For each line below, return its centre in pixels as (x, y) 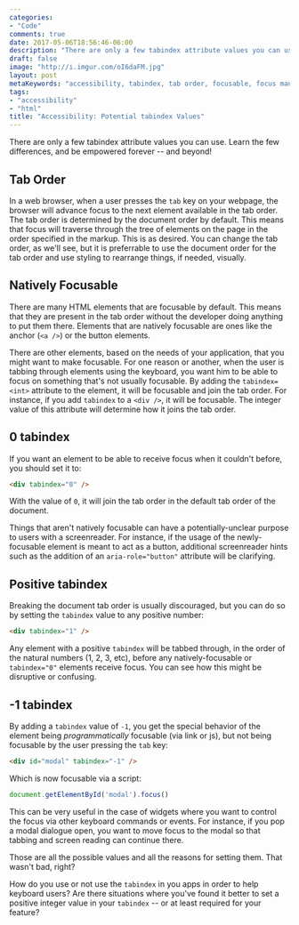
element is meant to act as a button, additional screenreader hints (168, 547)
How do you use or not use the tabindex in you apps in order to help (134, 884)
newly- (250, 537)
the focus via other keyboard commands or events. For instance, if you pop (147, 821)
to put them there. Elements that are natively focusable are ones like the (141, 326)
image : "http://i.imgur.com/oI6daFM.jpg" (87, 68)
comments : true (37, 34)
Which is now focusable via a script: (76, 778)
